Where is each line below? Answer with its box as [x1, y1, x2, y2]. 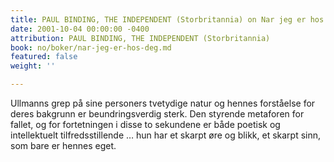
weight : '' [10, 61, 56, 71]
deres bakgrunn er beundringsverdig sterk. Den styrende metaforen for [10, 108, 305, 120]
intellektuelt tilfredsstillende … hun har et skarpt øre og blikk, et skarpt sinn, [10, 129, 322, 141]
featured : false [10, 52, 78, 62]
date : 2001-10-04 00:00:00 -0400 [10, 24, 150, 34]
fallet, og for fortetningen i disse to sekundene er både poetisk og [10, 119, 281, 130]
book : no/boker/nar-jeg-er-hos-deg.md [10, 42, 172, 53]
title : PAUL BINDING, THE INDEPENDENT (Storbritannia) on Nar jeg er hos [10, 14, 325, 25]
